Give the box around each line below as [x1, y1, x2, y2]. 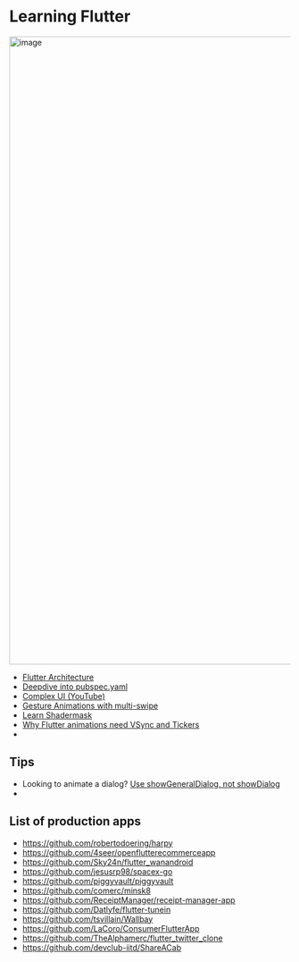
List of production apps [9, 814, 141, 829]
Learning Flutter [9, 6, 131, 27]
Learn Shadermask [21, 709, 93, 721]
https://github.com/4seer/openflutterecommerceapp [21, 847, 216, 857]
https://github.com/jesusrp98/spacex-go [21, 865, 173, 877]
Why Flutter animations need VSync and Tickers [21, 719, 200, 730]
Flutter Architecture [21, 671, 95, 682]
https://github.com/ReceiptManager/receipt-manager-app [21, 894, 236, 905]
